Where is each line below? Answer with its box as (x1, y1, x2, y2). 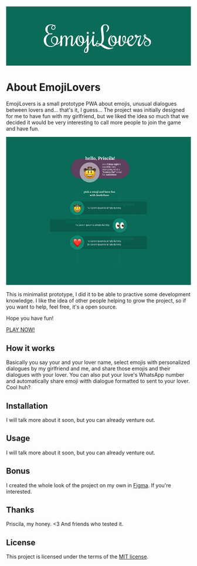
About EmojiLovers (6, 81, 101, 94)
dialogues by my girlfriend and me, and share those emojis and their (6, 365, 171, 372)
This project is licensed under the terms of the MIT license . (6, 553, 148, 560)
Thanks (6, 505, 35, 515)
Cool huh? (6, 384, 31, 391)
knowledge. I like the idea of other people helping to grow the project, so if (6, 297, 186, 304)
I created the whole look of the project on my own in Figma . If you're (6, 481, 171, 488)
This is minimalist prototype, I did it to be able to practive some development (6, 291, 191, 298)
